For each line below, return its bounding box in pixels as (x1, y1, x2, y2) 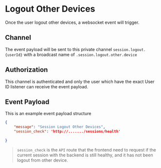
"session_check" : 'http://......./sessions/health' (14, 129, 121, 134)
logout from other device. (17, 157, 68, 163)
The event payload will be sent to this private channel (5, 46, 112, 52)
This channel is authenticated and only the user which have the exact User (5, 79, 155, 84)
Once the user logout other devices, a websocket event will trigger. (5, 19, 140, 25)
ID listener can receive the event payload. (5, 84, 89, 89)
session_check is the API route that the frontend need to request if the (17, 147, 157, 152)
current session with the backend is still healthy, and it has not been (17, 152, 153, 158)
